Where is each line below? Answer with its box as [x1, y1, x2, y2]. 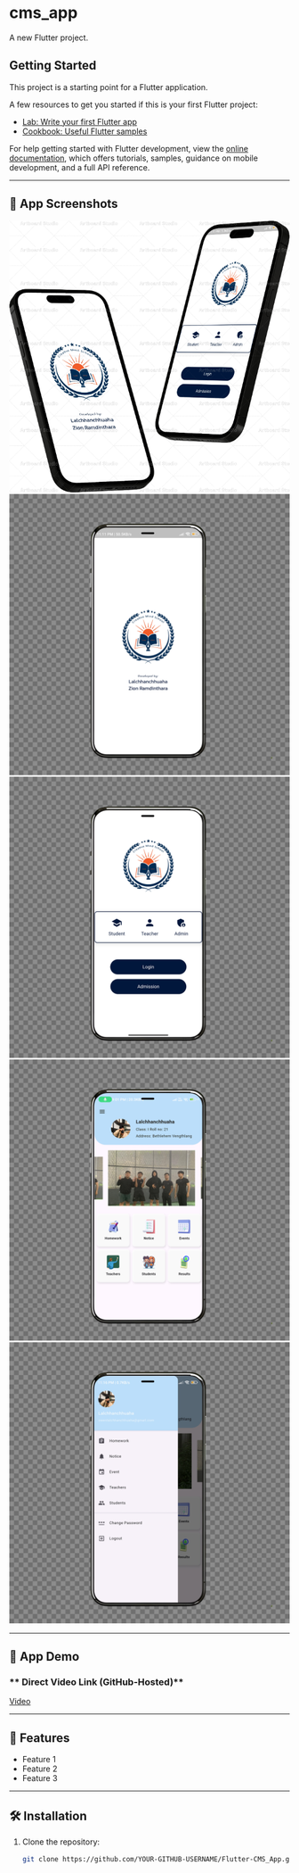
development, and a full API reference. [9, 162, 150, 172]
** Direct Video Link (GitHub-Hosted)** [9, 1676, 184, 1688]
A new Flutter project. [9, 32, 89, 43]
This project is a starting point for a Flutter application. [9, 81, 208, 92]
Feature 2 [21, 1763, 58, 1774]
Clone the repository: [21, 1836, 101, 1847]
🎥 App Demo [9, 1649, 80, 1664]
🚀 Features [9, 1730, 70, 1745]
